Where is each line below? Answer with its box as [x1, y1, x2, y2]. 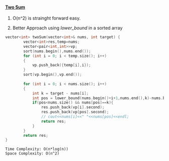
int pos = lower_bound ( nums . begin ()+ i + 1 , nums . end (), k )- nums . [32, 96, 163, 101]
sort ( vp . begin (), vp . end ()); [23, 72, 82, 77]
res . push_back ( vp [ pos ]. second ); [41, 110, 109, 115]
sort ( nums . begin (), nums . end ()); [23, 48, 92, 54]
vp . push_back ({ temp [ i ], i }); [32, 63, 92, 68]
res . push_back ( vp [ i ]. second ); [41, 105, 105, 110]
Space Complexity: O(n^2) [5, 151, 59, 156]
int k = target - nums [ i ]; [32, 91, 89, 96]
